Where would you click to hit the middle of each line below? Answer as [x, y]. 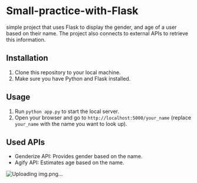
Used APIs [26, 142]
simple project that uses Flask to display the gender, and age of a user [91, 27]
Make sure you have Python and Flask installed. [73, 78]
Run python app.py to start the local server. [67, 111]
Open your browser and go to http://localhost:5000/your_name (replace [103, 117]
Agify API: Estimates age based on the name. [69, 162]
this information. [26, 39]
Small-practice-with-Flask [72, 11]
